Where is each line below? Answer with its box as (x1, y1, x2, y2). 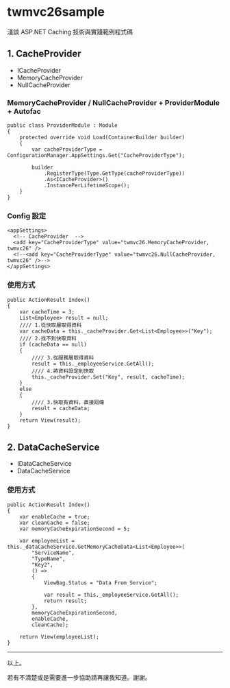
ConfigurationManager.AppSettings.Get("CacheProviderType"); (7, 152, 186, 159)
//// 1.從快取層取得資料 (19, 322, 82, 329)
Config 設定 (7, 211, 47, 220)
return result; (43, 597, 88, 604)
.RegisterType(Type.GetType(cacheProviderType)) (43, 170, 186, 177)
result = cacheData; (31, 405, 90, 412)
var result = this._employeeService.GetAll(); (43, 591, 179, 598)
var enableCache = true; (19, 513, 90, 520)
